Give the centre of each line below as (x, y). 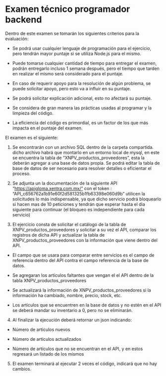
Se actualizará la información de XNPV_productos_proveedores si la (82, 290)
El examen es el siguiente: (32, 137)
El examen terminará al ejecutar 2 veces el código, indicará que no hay (84, 364)
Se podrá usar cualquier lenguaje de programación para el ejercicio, (82, 48)
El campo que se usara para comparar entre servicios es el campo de (83, 255)
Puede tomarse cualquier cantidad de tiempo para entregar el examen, (84, 63)
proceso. (21, 173)
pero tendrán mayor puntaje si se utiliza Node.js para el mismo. (77, 54)
